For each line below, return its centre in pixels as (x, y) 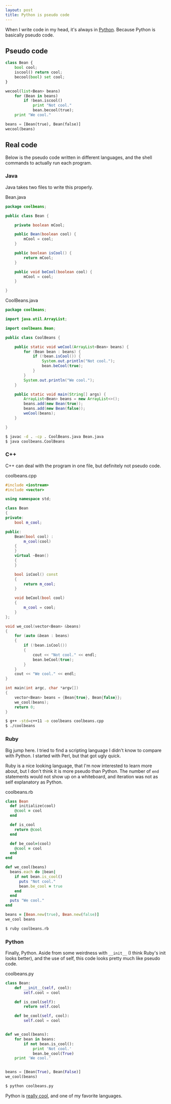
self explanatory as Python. (34, 782)
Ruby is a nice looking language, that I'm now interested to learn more (79, 766)
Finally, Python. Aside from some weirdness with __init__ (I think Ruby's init (86, 953)
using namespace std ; (28, 499)
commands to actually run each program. (49, 163)
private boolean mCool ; (40, 225)
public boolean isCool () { (43, 253)
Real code (21, 145)
